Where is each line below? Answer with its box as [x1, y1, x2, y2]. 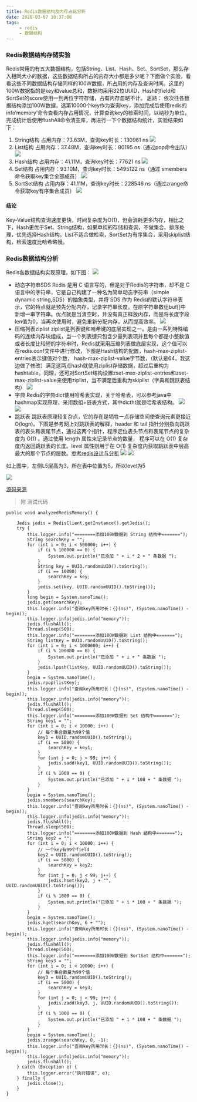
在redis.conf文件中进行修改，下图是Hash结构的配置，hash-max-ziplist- [14, 347, 187, 354]
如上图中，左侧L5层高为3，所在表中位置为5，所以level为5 [6, 462, 145, 469]
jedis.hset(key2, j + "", [47, 877, 111, 884]
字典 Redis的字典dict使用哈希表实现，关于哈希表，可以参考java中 [14, 391, 172, 398]
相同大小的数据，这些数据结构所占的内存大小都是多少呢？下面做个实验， [11, 73, 186, 80]
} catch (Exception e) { [16, 1064, 77, 1070]
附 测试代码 [20, 498, 48, 505]
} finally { [16, 1075, 46, 1081]
